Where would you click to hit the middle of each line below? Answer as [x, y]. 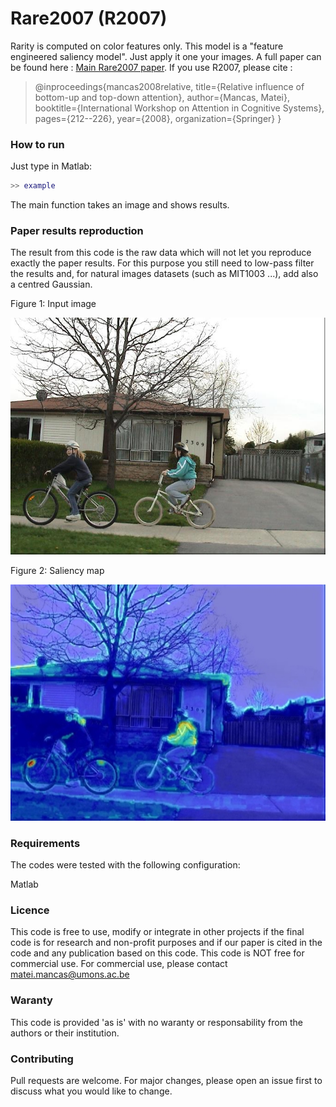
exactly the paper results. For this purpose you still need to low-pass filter [162, 263]
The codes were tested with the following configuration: [125, 865]
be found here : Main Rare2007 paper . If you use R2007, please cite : [151, 67]
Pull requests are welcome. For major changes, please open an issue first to [166, 1080]
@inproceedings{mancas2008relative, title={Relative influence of [169, 86]
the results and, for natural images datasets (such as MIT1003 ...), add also [164, 274]
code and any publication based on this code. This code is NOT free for [157, 953]
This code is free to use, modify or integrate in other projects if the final [157, 932]
